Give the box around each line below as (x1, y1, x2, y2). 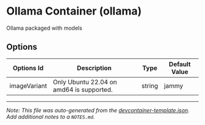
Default (168, 59, 191, 68)
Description (77, 64, 112, 72)
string (141, 81, 159, 90)
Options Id (12, 64, 44, 72)
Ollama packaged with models (6, 24, 82, 32)
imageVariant (9, 81, 48, 90)
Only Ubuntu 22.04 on (52, 78, 117, 86)
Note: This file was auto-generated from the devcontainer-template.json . (6, 106, 190, 113)
